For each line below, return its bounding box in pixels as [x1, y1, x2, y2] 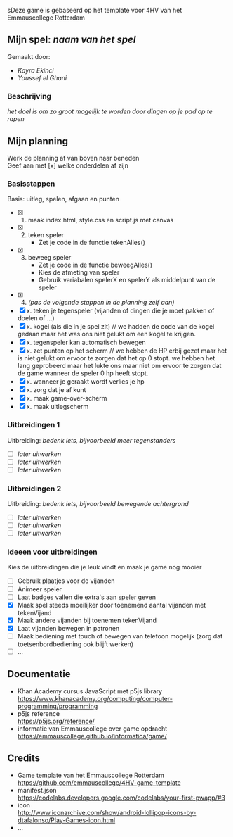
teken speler [27, 231, 65, 239]
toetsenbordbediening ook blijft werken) [17, 640, 134, 648]
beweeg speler [27, 253, 72, 262]
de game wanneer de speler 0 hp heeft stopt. [17, 369, 149, 377]
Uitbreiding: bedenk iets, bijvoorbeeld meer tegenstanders [7, 436, 176, 444]
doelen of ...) [17, 314, 55, 322]
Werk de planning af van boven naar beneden [7, 153, 140, 162]
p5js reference [17, 709, 60, 717]
